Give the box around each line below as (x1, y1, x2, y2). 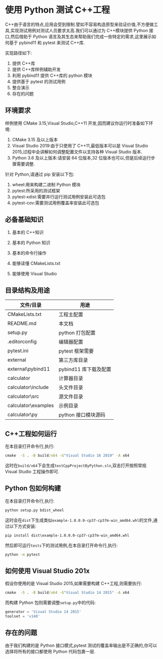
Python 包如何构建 (5, 484, 61, 493)
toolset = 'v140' (5, 614, 40, 619)
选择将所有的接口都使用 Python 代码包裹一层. (5, 648, 96, 654)
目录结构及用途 (5, 286, 50, 294)
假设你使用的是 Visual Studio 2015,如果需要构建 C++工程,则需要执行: (5, 581, 142, 587)
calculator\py (7, 411, 38, 418)
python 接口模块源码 (58, 411, 106, 418)
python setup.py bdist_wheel (5, 508, 64, 513)
